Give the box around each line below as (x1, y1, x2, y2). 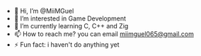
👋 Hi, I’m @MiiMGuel (13, 7, 74, 15)
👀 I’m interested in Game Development (13, 14, 126, 23)
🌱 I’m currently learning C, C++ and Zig (13, 22, 129, 30)
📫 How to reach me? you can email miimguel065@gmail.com (13, 30, 195, 38)
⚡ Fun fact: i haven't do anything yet (13, 40, 120, 49)
